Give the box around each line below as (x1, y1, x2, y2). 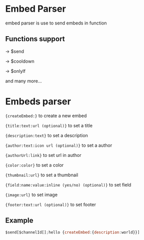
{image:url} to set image (5, 192, 57, 198)
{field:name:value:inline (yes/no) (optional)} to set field (5, 181, 131, 188)
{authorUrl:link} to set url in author (5, 152, 81, 158)
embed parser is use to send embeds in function (5, 20, 107, 26)
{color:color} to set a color (5, 162, 64, 168)
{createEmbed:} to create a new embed (5, 113, 87, 119)
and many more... (5, 77, 42, 84)
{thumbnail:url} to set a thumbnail (5, 172, 78, 178)
